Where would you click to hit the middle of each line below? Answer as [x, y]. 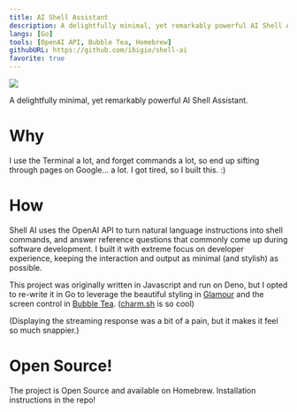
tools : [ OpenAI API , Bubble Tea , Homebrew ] [91, 42]
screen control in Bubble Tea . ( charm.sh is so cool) [102, 303]
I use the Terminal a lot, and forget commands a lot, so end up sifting [134, 160]
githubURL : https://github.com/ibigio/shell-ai [99, 50]
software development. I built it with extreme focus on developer [127, 249]
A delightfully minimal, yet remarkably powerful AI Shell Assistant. [129, 100]
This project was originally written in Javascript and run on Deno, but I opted [148, 285]
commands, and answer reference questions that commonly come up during [148, 239]
